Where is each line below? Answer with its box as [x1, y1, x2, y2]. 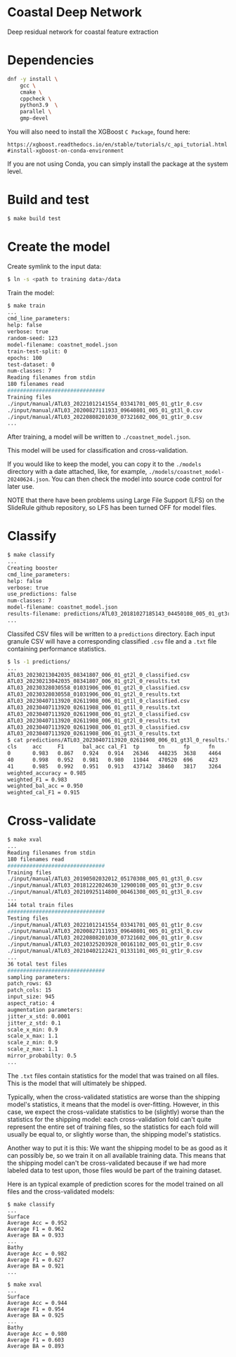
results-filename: [7, 611, 61, 618]
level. [7, 167, 23, 175]
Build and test [7, 192, 89, 208]
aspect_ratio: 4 [7, 1000, 55, 1007]
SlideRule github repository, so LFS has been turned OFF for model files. [7, 504, 216, 512]
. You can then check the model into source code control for [48, 475, 223, 483]
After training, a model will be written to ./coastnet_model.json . [7, 432, 191, 441]
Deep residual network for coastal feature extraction [7, 27, 159, 36]
